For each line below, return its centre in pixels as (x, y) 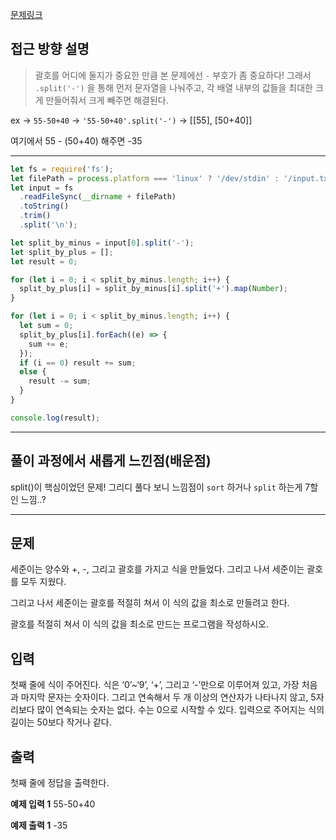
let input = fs (42, 188)
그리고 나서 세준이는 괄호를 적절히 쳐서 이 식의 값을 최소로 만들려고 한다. (150, 603)
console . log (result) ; (55, 418)
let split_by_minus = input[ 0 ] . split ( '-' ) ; (102, 243)
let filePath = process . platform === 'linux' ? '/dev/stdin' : (145, 178)
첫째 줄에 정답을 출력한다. (60, 783)
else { (33, 372)
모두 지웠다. (43, 582)
